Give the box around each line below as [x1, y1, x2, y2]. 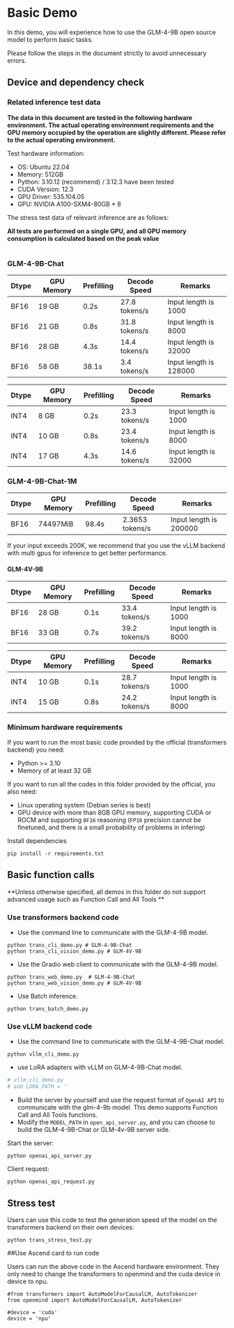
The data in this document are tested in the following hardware [7, 113, 193, 121]
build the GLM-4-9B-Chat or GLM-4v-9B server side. [17, 1126, 171, 1134]
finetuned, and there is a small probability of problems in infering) [17, 823, 205, 831]
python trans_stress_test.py [7, 1237, 92, 1244]
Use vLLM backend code [7, 1022, 93, 1031]
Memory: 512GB [17, 170, 64, 179]
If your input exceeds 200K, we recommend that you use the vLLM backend [7, 542, 226, 550]
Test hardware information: [7, 149, 85, 158]
